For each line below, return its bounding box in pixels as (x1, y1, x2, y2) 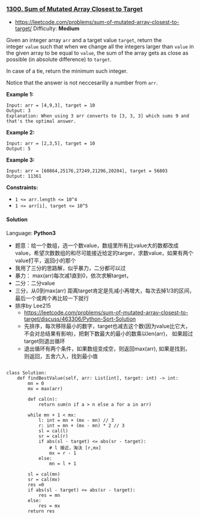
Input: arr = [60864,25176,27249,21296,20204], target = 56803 (6, 168, 168, 174)
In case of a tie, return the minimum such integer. (6, 68, 128, 75)
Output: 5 (6, 146, 31, 152)
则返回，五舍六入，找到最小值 (23, 352, 98, 360)
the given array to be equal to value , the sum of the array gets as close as (6, 49, 189, 57)
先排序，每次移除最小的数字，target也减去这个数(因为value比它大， (23, 322, 191, 330)
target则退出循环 (23, 337, 65, 345)
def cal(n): (28, 396, 58, 402)
